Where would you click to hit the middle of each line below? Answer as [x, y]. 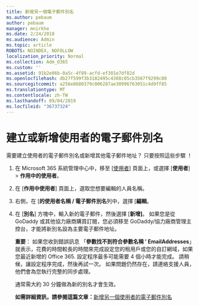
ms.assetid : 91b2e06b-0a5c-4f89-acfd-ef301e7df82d [71, 73]
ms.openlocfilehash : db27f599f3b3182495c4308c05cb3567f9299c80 [87, 78]
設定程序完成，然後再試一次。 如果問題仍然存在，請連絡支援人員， [113, 264]
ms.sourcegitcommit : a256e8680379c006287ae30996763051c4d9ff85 [87, 84]
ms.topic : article [29, 46]
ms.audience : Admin [30, 40]
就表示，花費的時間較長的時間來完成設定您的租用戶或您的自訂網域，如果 [104, 249]
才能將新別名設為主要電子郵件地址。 [75, 229]
